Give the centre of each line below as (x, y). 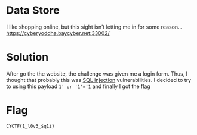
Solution (27, 57)
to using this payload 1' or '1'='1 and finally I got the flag (78, 86)
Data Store (33, 10)
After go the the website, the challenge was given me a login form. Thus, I (97, 73)
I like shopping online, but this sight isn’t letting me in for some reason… (95, 27)
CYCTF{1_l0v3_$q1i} (30, 126)
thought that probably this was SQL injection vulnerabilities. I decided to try (99, 80)
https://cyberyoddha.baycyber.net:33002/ (58, 33)
